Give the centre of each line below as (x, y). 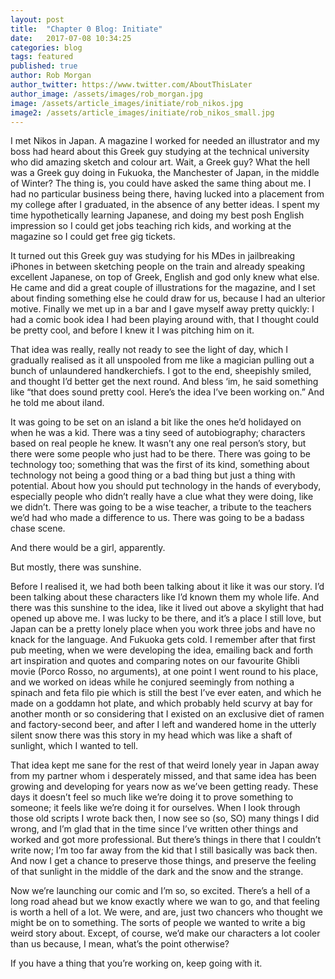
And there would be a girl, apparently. (88, 548)
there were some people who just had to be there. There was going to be (160, 454)
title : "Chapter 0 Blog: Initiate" (86, 29)
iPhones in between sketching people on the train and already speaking (158, 267)
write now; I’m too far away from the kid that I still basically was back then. (164, 850)
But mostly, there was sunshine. (76, 567)
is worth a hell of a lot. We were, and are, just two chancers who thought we (167, 912)
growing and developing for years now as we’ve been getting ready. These (164, 787)
